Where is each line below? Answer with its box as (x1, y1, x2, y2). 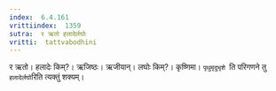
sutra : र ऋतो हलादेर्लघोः (9, 29, 87, 38)
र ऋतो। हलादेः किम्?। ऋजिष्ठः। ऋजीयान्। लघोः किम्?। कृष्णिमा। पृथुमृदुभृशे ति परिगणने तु (9, 62, 267, 72)
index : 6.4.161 (9, 12, 69, 22)
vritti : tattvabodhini (9, 37, 98, 47)
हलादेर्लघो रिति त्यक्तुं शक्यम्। (9, 72, 85, 82)
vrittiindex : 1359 (9, 21, 82, 30)
